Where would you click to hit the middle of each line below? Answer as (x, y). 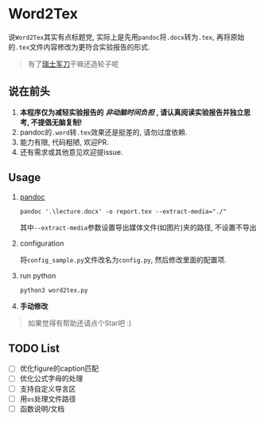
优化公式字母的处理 (51, 379)
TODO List (34, 348)
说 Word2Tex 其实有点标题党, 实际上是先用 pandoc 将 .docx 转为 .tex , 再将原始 (126, 37)
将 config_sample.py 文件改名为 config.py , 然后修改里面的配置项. (123, 259)
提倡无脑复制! (60, 122)
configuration (42, 243)
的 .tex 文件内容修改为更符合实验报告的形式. (79, 47)
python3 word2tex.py (54, 290)
